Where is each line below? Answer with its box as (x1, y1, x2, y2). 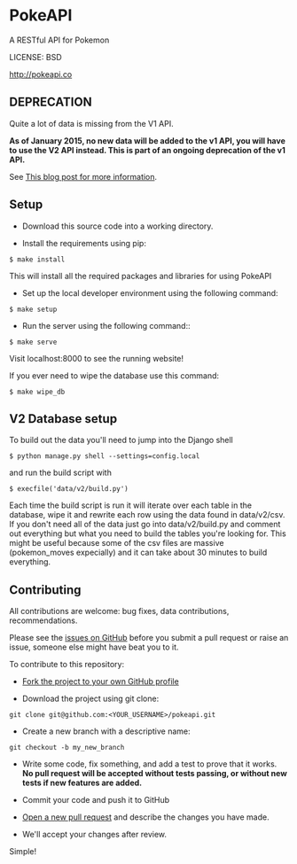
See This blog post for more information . (9, 171, 158, 182)
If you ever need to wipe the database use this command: (9, 370, 220, 381)
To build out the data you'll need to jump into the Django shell (9, 435, 233, 446)
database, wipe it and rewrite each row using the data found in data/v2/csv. (9, 510, 285, 520)
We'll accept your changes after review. (21, 829, 167, 840)
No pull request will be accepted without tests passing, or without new (21, 768, 288, 779)
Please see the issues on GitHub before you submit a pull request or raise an (9, 633, 289, 643)
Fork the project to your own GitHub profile (21, 676, 179, 687)
